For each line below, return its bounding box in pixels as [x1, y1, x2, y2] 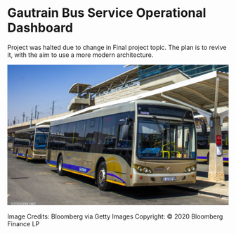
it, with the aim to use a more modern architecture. [7, 51, 154, 59]
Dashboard [7, 20, 74, 36]
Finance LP [7, 220, 40, 228]
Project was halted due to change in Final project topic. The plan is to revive [7, 43, 227, 51]
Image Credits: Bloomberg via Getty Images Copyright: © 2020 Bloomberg [7, 212, 223, 221]
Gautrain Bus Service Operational [7, 5, 206, 21]
